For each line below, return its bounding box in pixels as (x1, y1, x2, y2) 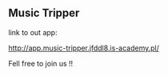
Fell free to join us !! (8, 58, 74, 68)
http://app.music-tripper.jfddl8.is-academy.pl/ (8, 43, 160, 53)
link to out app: (8, 27, 58, 37)
